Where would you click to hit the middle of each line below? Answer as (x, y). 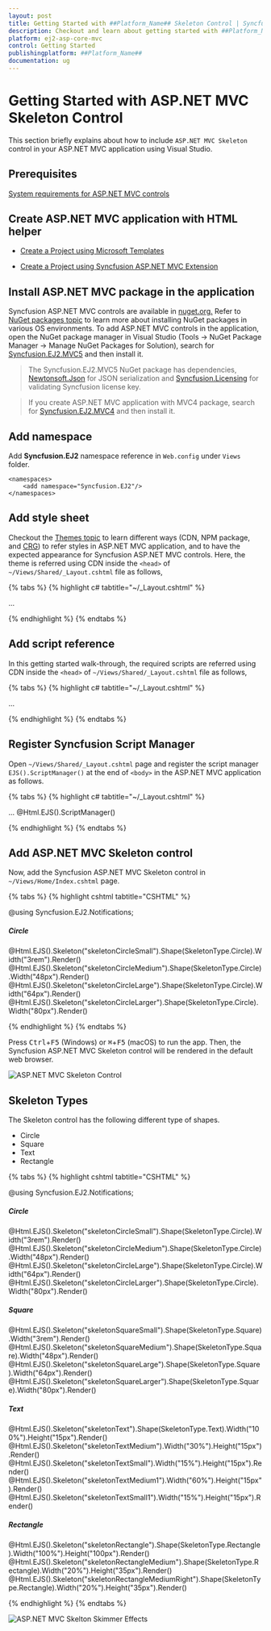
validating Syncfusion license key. (84, 387)
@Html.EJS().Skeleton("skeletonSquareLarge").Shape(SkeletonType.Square (134, 1365)
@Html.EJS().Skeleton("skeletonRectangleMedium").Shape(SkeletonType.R (134, 1562)
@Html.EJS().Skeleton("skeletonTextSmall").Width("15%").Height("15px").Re (135, 1463)
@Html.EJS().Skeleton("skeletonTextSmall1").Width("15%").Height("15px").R (135, 1498)
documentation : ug (39, 61)
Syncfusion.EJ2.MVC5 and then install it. (76, 354)
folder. (19, 465)
